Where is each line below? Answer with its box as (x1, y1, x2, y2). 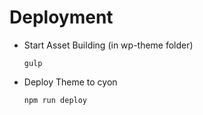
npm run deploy (23, 95, 88, 105)
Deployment (9, 6, 114, 29)
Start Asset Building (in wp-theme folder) (23, 39, 194, 51)
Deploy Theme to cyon (23, 76, 118, 88)
